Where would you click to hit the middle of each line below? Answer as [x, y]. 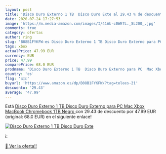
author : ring [19, 38]
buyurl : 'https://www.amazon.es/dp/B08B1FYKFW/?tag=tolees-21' [72, 83]
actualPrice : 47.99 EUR [30, 51]
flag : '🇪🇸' [17, 78]
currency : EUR [20, 56]
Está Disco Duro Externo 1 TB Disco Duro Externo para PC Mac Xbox [75, 106]
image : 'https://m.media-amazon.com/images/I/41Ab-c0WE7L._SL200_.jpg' [80, 23]
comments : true [21, 28]
